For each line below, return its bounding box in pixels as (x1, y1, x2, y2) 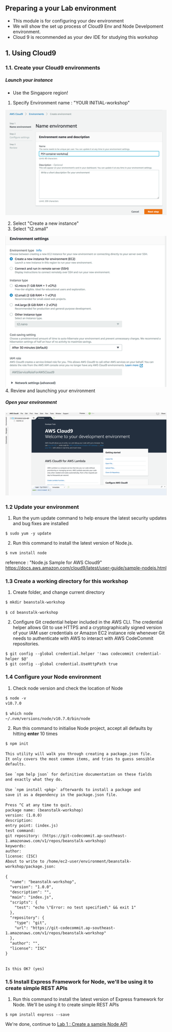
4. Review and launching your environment (5, 388, 96, 394)
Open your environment (5, 399, 57, 405)
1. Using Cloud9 (5, 49, 56, 58)
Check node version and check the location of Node (12, 685, 123, 691)
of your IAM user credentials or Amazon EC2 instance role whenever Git (12, 630, 165, 636)
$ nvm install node (5, 550, 47, 556)
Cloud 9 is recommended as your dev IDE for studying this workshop (12, 34, 159, 40)
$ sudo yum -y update (5, 531, 52, 536)
